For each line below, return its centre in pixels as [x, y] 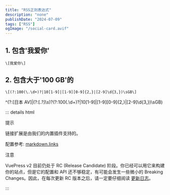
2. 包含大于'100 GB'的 [39, 80]
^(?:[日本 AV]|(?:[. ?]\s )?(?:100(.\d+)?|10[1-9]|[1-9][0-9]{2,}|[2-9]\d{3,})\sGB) [84, 102]
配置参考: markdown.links [32, 144]
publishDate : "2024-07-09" [34, 19]
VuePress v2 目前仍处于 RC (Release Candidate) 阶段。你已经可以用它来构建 [85, 165]
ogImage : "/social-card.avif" [37, 29]
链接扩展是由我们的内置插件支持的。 [43, 133]
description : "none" [27, 15]
